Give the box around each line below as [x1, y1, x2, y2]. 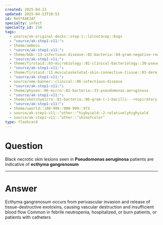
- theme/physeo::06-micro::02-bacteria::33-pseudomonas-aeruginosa [9, 88, 149, 93]
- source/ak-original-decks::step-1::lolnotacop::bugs [9, 34, 123, 39]
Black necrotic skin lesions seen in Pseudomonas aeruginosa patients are [5, 156, 154, 162]
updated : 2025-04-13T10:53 [5, 12, 60, 16]
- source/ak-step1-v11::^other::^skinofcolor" [9, 115, 105, 120]
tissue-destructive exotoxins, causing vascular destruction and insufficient [5, 204, 154, 210]
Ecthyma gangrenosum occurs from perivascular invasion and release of [5, 199, 150, 205]
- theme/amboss [9, 43, 40, 48]
